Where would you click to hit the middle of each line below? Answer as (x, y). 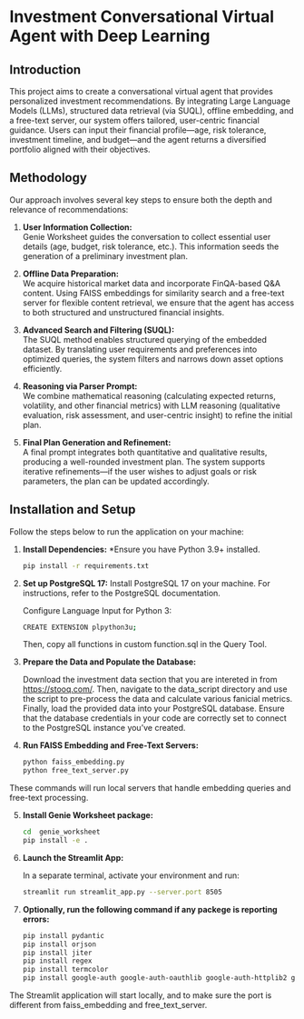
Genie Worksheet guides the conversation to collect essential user (147, 236)
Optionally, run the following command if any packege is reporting (150, 909)
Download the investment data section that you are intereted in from (150, 680)
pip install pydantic (63, 935)
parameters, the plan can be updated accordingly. (116, 481)
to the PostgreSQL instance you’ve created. (104, 728)
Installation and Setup (73, 509)
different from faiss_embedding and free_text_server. (108, 1005)
